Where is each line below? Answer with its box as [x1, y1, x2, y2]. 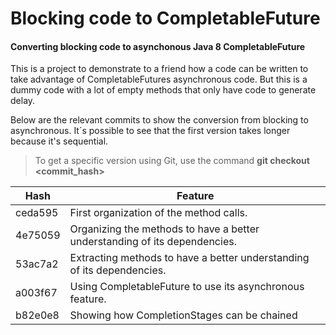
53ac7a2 [15, 257, 59, 271]
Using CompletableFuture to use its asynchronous [69, 280, 305, 294]
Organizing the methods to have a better [69, 222, 260, 236]
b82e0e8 [15, 308, 60, 322]
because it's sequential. [10, 135, 109, 147]
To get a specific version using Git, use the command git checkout [34, 155, 310, 167]
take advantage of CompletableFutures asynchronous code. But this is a [10, 73, 308, 86]
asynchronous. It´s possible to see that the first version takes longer [10, 125, 291, 137]
